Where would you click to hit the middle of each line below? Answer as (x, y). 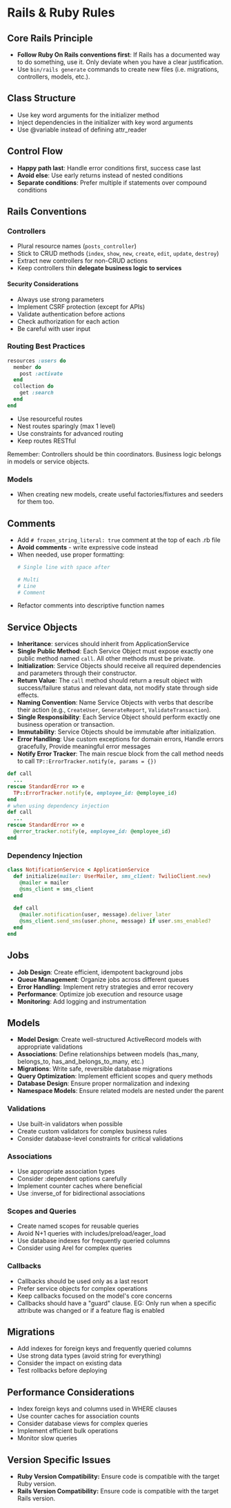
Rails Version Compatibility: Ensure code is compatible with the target (118, 1491)
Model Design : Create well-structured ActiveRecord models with (109, 1040)
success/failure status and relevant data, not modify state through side (118, 688)
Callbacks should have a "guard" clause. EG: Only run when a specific (117, 1303)
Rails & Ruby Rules (61, 13)
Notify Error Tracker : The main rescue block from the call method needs (120, 754)
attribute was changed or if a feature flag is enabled (91, 1310)
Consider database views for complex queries (82, 1424)
